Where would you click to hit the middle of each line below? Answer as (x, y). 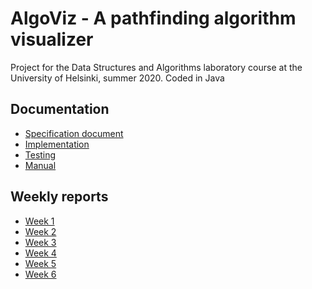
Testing (40, 154)
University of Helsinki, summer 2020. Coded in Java (117, 78)
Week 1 (39, 221)
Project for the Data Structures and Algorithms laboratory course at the (156, 67)
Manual (40, 165)
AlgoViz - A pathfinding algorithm (153, 18)
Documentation (60, 109)
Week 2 (40, 231)
